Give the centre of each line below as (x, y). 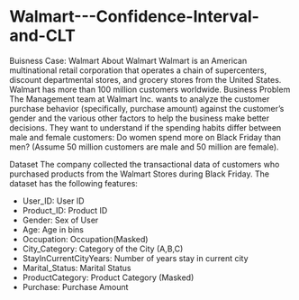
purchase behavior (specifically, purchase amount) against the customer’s (147, 108)
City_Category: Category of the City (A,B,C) (103, 249)
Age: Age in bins (53, 229)
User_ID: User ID (53, 201)
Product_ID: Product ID (65, 210)
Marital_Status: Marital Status (77, 268)
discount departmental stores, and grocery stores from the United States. (145, 79)
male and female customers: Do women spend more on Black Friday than (145, 137)
